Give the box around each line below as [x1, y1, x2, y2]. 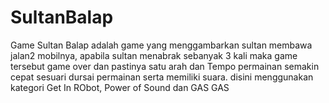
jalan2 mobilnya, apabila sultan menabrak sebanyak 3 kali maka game [10, 49, 298, 61]
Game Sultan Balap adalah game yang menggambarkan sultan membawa [10, 39, 313, 51]
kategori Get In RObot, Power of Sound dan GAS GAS [10, 81, 230, 93]
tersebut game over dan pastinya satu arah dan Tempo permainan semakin [10, 60, 320, 72]
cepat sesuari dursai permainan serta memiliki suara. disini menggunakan [10, 71, 314, 83]
